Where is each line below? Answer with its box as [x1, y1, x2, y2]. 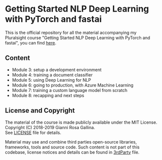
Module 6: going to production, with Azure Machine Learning [12, 82, 134, 88]
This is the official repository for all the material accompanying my [5, 29, 137, 35]
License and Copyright [5, 106, 75, 115]
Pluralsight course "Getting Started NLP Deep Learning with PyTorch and [5, 35, 150, 41]
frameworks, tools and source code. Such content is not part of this [5, 144, 140, 150]
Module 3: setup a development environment [12, 67, 102, 73]
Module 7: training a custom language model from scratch [12, 87, 128, 93]
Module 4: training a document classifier [12, 72, 93, 78]
